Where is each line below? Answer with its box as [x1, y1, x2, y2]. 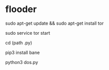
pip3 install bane [5, 49, 40, 55]
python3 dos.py [5, 59, 39, 65]
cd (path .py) [5, 39, 32, 46]
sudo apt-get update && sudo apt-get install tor [5, 20, 104, 26]
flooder [5, 4, 37, 15]
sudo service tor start [5, 30, 50, 36]
